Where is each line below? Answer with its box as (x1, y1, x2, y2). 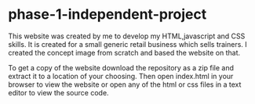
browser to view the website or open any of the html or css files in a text (8, 80, 242, 89)
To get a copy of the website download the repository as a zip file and (8, 63, 234, 72)
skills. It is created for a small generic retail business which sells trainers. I (8, 39, 247, 48)
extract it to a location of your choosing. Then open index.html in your (8, 71, 234, 81)
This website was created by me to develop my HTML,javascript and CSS (8, 31, 246, 41)
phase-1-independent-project (8, 5, 207, 23)
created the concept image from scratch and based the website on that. (8, 48, 241, 57)
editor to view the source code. (8, 88, 109, 97)
